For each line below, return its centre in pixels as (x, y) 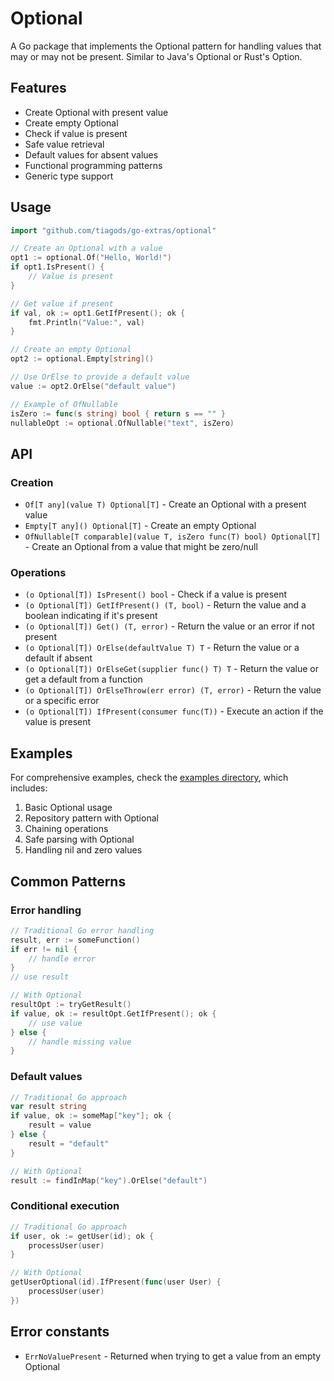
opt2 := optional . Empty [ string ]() (82, 359)
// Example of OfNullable (64, 404)
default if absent (58, 658)
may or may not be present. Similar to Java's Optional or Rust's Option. (156, 56)
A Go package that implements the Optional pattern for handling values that (166, 46)
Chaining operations (66, 829)
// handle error (62, 958)
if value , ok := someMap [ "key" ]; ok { (91, 1116)
